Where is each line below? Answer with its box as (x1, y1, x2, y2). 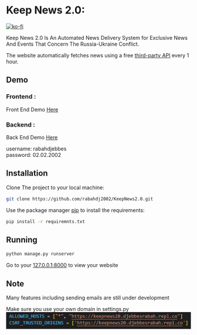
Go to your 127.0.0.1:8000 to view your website (6, 262, 118, 269)
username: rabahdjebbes (6, 145, 67, 152)
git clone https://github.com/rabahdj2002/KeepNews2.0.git (6, 196, 154, 202)
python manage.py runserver (6, 251, 75, 257)
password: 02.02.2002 (6, 151, 62, 158)
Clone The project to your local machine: (6, 184, 104, 191)
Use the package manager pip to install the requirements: (6, 206, 145, 214)
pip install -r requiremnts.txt (6, 218, 85, 224)
